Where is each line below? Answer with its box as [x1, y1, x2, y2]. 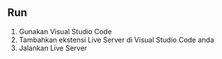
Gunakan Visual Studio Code [18, 26, 112, 36]
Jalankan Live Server [18, 43, 87, 53]
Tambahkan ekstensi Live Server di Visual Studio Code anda [18, 35, 214, 44]
